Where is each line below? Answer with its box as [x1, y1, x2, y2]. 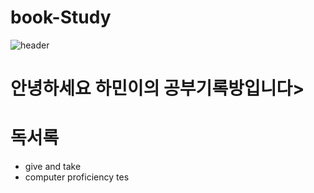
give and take [24, 161, 82, 173]
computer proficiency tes [24, 171, 130, 183]
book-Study [10, 6, 112, 29]
